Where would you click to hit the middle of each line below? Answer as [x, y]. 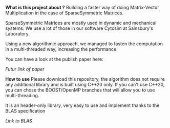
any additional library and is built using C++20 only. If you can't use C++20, [85, 85]
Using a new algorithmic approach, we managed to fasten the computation [84, 44]
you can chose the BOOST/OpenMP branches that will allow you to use [80, 90]
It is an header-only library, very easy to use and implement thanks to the [82, 105]
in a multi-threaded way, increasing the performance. [61, 49]
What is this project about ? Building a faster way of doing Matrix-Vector [82, 7]
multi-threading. [22, 95]
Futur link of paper [25, 69]
